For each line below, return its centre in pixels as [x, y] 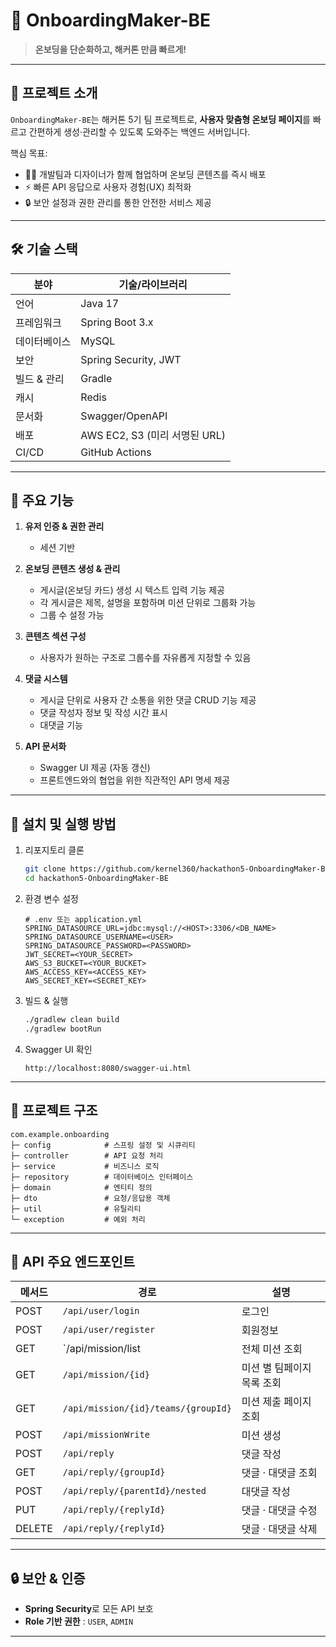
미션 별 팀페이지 [276, 1368]
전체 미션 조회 [272, 1349]
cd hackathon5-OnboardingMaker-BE [96, 879]
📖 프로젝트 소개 [54, 93]
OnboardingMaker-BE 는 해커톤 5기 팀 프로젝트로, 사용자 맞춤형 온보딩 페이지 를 [160, 119]
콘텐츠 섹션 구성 [55, 636]
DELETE [34, 1529]
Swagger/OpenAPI [124, 416]
